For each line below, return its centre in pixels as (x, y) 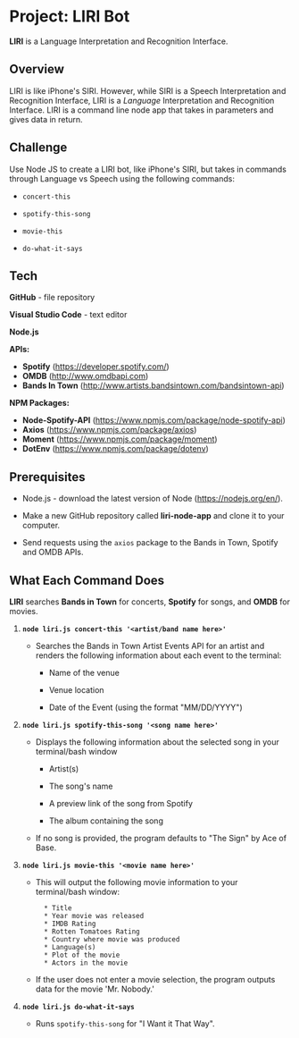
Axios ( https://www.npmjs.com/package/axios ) (109, 430)
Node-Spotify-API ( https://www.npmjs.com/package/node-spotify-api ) (154, 420)
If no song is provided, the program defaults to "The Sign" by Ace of (161, 838)
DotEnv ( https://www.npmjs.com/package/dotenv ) (116, 449)
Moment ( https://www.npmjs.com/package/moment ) (120, 439)
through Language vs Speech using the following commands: (122, 178)
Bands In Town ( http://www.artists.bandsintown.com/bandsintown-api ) (153, 385)
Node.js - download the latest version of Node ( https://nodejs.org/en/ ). (153, 499)
